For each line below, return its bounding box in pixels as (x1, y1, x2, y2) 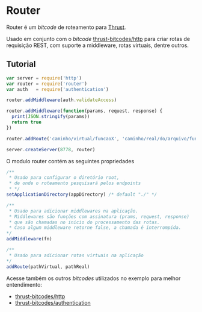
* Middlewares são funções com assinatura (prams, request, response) (8, 213, 189, 220)
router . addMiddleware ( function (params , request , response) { (6, 108, 163, 114)
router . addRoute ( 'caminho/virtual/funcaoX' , (6, 136, 120, 142)
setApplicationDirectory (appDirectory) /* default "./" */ (6, 192, 158, 198)
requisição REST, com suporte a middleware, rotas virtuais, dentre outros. (6, 42, 189, 49)
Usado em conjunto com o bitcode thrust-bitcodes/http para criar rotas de (6, 35, 191, 42)
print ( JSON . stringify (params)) (11, 114, 90, 120)
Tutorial (6, 59, 36, 69)
